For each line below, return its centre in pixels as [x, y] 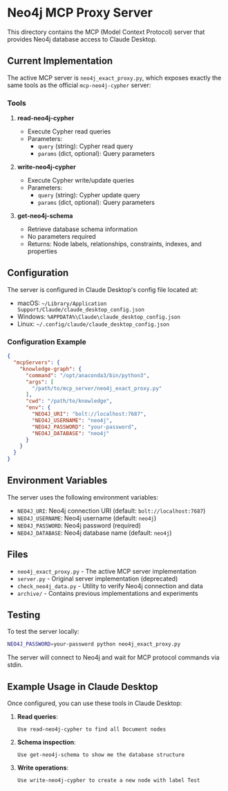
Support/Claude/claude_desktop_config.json [81, 309]
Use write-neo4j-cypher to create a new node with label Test [108, 781]
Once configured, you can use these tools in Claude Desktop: [95, 703]
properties [42, 251]
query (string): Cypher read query [85, 146]
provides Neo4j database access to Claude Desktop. [82, 39]
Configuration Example [47, 342]
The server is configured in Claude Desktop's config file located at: [103, 289]
